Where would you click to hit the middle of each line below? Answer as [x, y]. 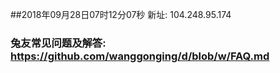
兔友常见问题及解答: [58, 43]
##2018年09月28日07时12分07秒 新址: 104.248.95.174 [121, 14]
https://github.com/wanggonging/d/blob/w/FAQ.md [140, 56]
